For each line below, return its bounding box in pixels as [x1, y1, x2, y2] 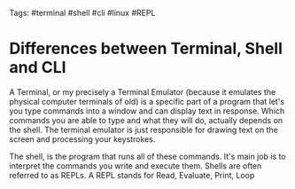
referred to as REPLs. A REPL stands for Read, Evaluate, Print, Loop [9, 169, 255, 180]
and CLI [9, 58, 66, 78]
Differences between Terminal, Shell [9, 39, 283, 59]
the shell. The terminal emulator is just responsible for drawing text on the [9, 124, 279, 135]
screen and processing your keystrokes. [9, 133, 156, 145]
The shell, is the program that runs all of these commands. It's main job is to [9, 151, 286, 161]
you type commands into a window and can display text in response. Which [9, 106, 285, 116]
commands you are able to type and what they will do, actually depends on [9, 114, 283, 125]
